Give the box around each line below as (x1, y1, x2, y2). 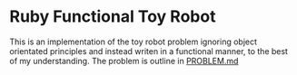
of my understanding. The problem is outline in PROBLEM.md (9, 55, 239, 66)
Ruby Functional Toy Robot (9, 6, 216, 27)
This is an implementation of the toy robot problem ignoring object (9, 36, 257, 47)
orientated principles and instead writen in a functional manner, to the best (9, 45, 289, 56)
